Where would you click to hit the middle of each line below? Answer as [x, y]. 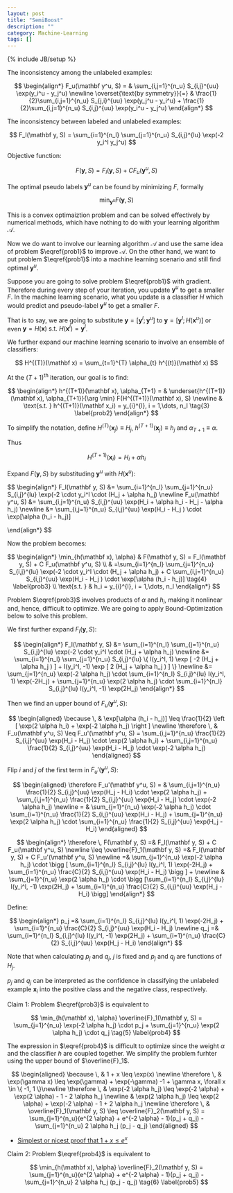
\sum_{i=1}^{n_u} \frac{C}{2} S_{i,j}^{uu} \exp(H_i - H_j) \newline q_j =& [116, 928]
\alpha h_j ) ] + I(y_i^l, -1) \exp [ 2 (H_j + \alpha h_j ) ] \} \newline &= [116, 667]
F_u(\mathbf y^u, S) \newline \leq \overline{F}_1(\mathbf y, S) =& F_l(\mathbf [116, 850]
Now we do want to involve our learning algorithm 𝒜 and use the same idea [115, 244]
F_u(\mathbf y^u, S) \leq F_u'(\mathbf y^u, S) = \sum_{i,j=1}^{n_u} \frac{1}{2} [116, 733]
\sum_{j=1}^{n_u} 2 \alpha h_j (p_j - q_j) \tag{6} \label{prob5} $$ [116, 1182]
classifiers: [23, 349]
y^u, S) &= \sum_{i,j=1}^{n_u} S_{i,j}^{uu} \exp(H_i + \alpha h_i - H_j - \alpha [115, 502]
